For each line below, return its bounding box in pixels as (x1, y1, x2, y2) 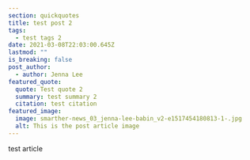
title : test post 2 (8, 19, 73, 27)
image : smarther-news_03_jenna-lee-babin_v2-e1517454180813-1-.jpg (15, 115, 243, 123)
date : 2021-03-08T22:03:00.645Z (8, 41, 115, 49)
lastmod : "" (8, 48, 47, 56)
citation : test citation (15, 100, 97, 108)
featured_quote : (8, 78, 62, 86)
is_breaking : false (8, 56, 73, 64)
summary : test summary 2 (15, 93, 97, 101)
